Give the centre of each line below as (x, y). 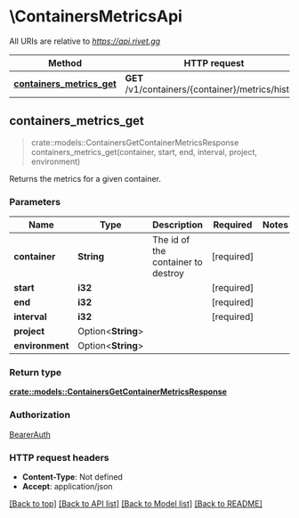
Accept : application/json (67, 486)
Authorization (40, 415)
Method (65, 62)
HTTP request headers (59, 457)
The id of (171, 240)
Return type (36, 372)
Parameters (35, 201)
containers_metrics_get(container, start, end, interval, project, (144, 152)
